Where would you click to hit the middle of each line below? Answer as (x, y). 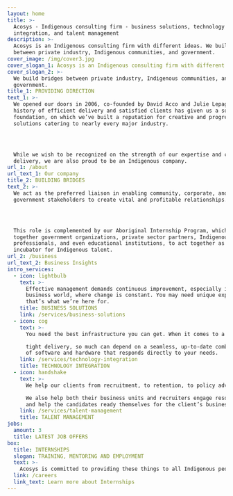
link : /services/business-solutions (73, 314)
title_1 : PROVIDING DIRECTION (51, 91)
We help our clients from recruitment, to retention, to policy (120, 385)
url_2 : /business (32, 257)
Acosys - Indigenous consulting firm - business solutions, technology (119, 26)
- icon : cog (31, 321)
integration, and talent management (66, 33)
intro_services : (31, 269)
